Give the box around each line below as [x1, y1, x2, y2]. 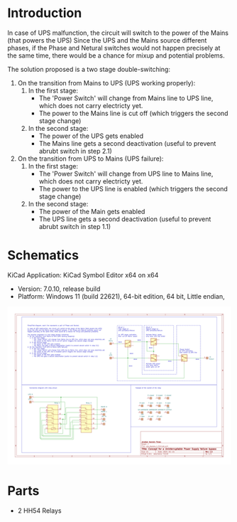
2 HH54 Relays [17, 506, 62, 515]
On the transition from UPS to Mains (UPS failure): [17, 154, 164, 163]
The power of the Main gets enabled [38, 207, 145, 215]
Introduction [7, 5, 82, 21]
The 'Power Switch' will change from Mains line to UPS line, [38, 94, 214, 102]
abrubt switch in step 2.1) [38, 147, 112, 155]
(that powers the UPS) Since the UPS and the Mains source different [7, 36, 207, 44]
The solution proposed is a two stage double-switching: [7, 65, 170, 73]
